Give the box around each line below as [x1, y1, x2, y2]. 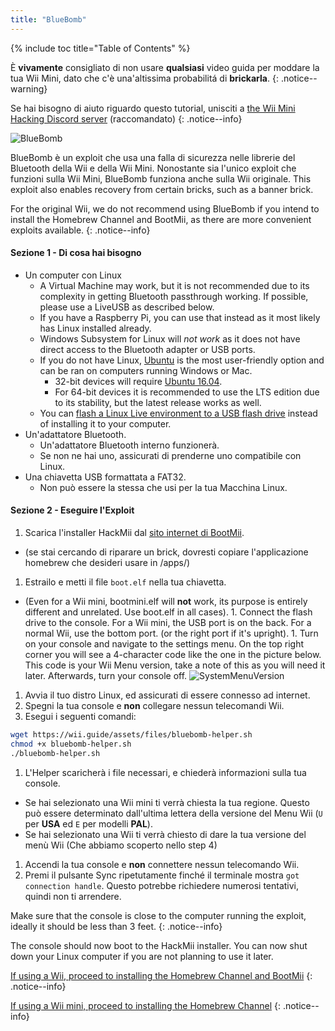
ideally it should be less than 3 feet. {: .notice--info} [10, 920, 223, 932]
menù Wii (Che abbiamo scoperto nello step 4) [24, 839, 218, 851]
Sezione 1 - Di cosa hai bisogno [10, 247, 142, 259]
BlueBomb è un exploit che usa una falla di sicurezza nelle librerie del [10, 151, 296, 163]
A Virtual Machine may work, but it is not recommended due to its [39, 279, 310, 291]
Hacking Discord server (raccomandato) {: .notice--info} [10, 112, 243, 125]
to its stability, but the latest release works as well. [54, 396, 262, 408]
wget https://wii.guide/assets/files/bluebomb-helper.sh [10, 730, 253, 740]
